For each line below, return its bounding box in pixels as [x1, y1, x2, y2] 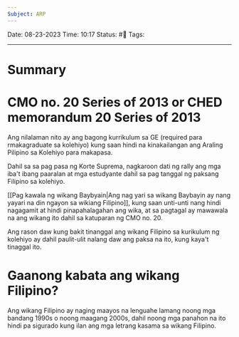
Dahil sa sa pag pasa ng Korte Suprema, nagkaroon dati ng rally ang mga [7, 162, 221, 170]
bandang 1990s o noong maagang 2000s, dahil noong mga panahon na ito [7, 313, 226, 322]
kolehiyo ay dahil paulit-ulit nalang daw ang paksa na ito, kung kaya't [7, 234, 209, 243]
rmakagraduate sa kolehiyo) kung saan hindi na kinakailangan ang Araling [7, 140, 223, 149]
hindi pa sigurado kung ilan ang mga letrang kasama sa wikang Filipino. [7, 321, 217, 330]
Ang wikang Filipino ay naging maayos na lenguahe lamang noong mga [7, 306, 216, 314]
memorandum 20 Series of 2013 [7, 110, 201, 125]
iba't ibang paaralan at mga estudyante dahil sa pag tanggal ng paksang [7, 169, 219, 178]
